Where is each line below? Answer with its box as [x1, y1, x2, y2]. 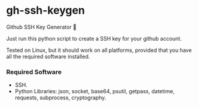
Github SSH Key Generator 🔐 [6, 23, 77, 30]
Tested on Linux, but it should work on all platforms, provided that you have [6, 46, 192, 54]
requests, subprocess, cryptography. [14, 94, 106, 102]
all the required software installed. [6, 53, 90, 60]
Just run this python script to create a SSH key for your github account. [6, 35, 182, 42]
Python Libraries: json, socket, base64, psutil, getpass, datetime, [14, 88, 175, 95]
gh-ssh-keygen [6, 4, 86, 17]
